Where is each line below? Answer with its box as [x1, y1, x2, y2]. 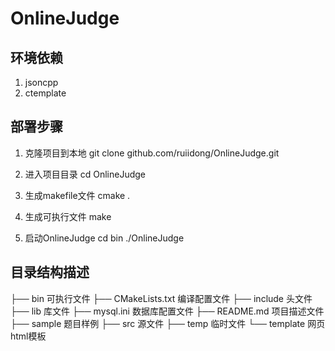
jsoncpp [24, 77, 59, 88]
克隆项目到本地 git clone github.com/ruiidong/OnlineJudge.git [24, 147, 280, 159]
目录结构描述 [10, 264, 90, 281]
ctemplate [24, 87, 67, 99]
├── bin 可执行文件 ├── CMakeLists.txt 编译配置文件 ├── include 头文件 [10, 292, 313, 304]
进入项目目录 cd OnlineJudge [24, 168, 147, 180]
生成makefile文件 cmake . [24, 189, 131, 201]
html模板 [10, 330, 47, 342]
